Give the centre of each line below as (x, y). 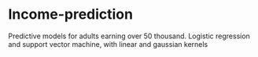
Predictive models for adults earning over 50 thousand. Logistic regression (129, 36)
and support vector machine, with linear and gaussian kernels (108, 44)
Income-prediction (71, 14)
